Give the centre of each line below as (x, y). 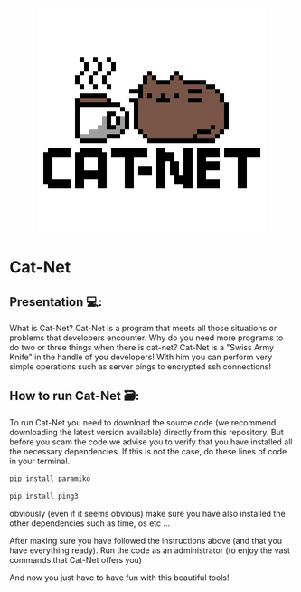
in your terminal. (40, 461)
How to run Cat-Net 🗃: (75, 396)
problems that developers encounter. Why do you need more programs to (146, 338)
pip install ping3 (44, 496)
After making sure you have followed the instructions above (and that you (146, 540)
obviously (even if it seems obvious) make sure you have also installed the (148, 513)
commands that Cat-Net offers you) (76, 559)
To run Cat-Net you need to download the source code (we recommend (143, 422)
